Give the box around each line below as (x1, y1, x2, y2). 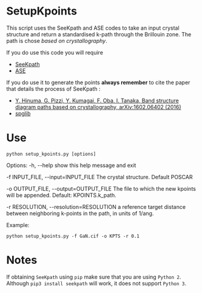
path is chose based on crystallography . (6, 37, 107, 44)
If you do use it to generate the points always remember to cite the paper (6, 79, 190, 86)
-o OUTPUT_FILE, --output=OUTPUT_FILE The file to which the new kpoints (6, 185, 196, 192)
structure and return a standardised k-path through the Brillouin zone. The (6, 30, 192, 38)
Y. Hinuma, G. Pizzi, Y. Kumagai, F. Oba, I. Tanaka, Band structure (15, 97, 179, 104)
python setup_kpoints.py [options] (6, 151, 96, 157)
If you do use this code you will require (6, 48, 103, 56)
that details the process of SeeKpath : (6, 85, 101, 92)
